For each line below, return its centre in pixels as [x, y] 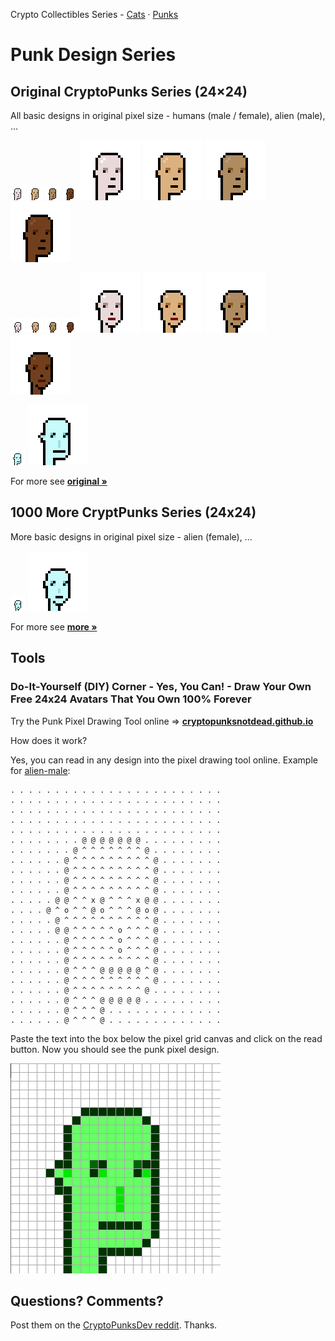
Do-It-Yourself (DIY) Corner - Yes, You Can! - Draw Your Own [161, 687]
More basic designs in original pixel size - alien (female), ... [131, 536]
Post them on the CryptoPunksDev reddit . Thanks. [114, 1325]
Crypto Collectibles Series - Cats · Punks [94, 14]
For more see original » [59, 481]
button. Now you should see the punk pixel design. [115, 1049]
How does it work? [49, 740]
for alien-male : [40, 770]
